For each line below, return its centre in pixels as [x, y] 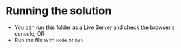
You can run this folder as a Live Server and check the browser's [94, 27]
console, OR [29, 33]
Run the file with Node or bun [49, 40]
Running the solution [59, 11]
